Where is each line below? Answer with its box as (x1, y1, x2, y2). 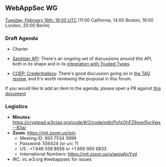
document (5, 91, 26, 97)
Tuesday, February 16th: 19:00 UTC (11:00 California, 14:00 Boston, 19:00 (5, 17, 154, 23)
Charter (12, 46, 28, 52)
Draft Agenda (5, 35, 38, 42)
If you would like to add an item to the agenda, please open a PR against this (5, 85, 161, 91)
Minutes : (12, 114, 31, 120)
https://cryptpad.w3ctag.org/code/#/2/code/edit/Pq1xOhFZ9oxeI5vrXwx (12, 119, 161, 125)
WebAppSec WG (5, 4, 58, 12)
